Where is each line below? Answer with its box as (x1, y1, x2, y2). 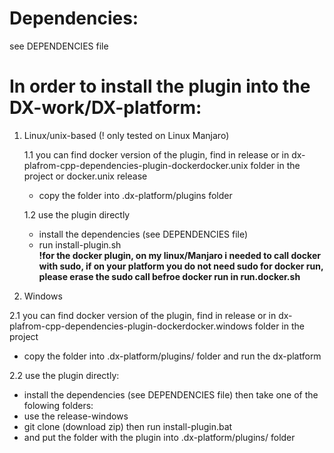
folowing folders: (23, 399, 94, 411)
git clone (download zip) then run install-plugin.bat (23, 420, 233, 432)
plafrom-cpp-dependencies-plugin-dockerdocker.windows (9, 320, 253, 332)
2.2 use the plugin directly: (9, 369, 120, 381)
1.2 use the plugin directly (23, 208, 131, 221)
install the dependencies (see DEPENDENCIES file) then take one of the (23, 388, 319, 401)
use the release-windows (23, 410, 129, 422)
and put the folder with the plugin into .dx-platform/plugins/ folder (23, 431, 296, 443)
